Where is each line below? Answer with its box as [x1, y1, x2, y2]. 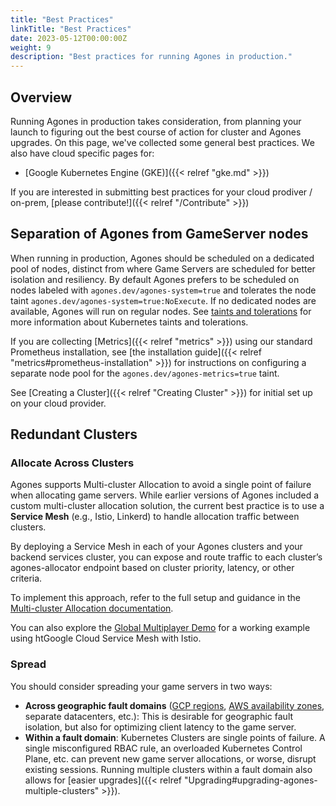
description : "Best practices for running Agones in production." [10, 52, 293, 62]
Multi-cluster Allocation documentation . [10, 602, 174, 615]
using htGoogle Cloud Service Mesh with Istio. [10, 632, 202, 645]
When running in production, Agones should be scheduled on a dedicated [10, 252, 315, 264]
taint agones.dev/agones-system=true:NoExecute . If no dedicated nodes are [10, 294, 317, 306]
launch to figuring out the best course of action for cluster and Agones [10, 126, 302, 138]
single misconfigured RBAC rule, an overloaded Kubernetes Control [24, 742, 303, 754]
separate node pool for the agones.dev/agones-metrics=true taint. [10, 367, 280, 379]
